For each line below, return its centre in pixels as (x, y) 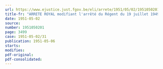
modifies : (15, 50)
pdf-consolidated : (24, 59)
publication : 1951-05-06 (30, 41)
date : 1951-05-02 (23, 18)
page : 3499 (16, 32)
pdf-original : (19, 55)
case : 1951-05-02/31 (26, 37)
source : (13, 23)
